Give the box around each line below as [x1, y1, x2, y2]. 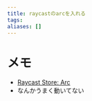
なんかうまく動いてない [17, 86, 84, 95]
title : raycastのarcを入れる [7, 10, 86, 17]
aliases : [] [7, 23, 42, 30]
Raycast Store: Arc [17, 78, 71, 86]
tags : [7, 17, 23, 24]
